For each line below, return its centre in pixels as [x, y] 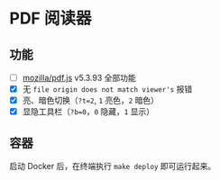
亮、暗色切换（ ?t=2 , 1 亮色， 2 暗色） [91, 101]
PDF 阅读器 [50, 18]
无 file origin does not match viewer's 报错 [107, 89]
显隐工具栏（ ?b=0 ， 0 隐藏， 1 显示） [88, 112]
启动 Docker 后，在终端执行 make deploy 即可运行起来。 [113, 166]
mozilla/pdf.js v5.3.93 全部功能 [79, 78]
